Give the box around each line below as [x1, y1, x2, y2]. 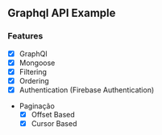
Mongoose [19, 58, 56, 67]
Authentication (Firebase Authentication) [19, 84, 155, 95]
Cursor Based [31, 119, 77, 129]
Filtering [19, 67, 48, 76]
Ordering [19, 76, 49, 85]
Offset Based [31, 110, 75, 119]
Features [7, 31, 44, 42]
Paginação [19, 101, 56, 111]
